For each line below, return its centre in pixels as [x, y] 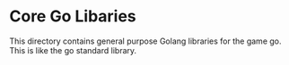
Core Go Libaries [73, 16]
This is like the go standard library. [73, 50]
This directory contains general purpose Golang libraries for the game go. [145, 41]
